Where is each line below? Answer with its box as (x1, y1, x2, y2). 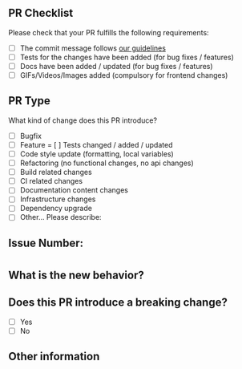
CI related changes (19, 176, 83, 186)
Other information (8, 350, 100, 363)
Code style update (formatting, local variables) (19, 149, 174, 159)
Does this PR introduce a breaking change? (8, 296, 228, 310)
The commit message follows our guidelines (19, 43, 167, 53)
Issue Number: (8, 236, 84, 249)
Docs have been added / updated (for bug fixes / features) (19, 61, 214, 71)
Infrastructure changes (19, 194, 96, 204)
